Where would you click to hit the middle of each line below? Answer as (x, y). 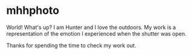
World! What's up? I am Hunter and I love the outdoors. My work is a (91, 27)
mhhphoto (33, 11)
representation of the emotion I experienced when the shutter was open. (97, 33)
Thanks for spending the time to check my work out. (71, 45)
